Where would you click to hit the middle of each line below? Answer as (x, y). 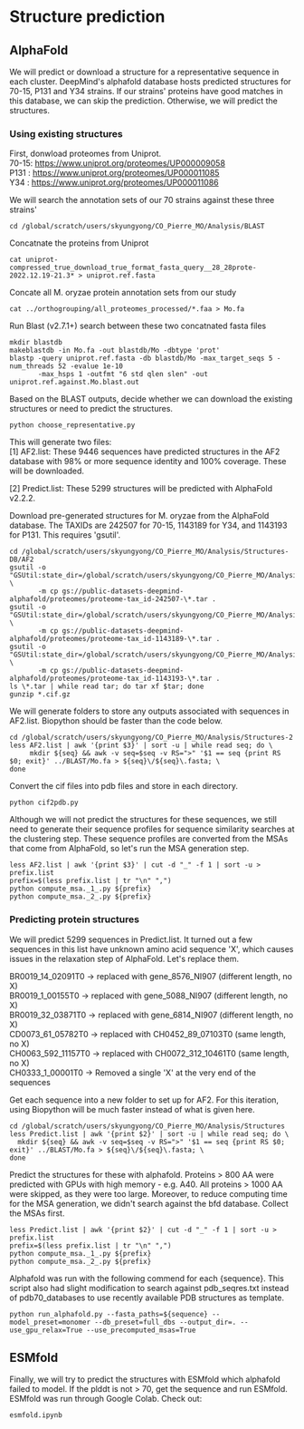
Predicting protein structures (75, 919)
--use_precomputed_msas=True (141, 1330)
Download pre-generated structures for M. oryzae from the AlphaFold (139, 516)
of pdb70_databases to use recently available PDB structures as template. (147, 1298)
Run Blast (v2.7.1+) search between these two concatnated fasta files (138, 326)
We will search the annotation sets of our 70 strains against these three (142, 200)
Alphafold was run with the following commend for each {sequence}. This (147, 1278)
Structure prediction (87, 17)
